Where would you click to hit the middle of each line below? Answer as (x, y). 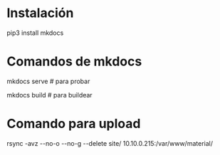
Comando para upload (74, 124)
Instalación (40, 13)
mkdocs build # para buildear (50, 95)
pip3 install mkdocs (35, 33)
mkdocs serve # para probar (48, 81)
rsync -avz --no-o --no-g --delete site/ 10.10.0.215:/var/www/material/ (110, 143)
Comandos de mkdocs (74, 62)
